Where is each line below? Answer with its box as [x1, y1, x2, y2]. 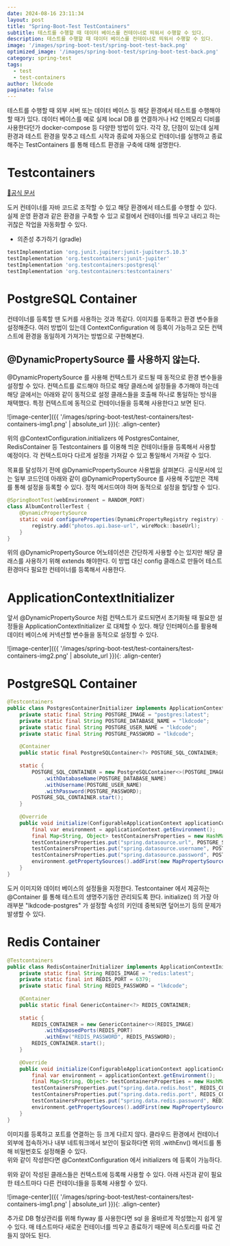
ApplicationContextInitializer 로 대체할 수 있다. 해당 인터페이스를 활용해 [25, 622, 218, 630]
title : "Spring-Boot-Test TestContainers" [7, 23, 130, 30]
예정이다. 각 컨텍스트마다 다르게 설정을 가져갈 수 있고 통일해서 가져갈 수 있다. [7, 451, 212, 460]
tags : [7, 61, 23, 68]
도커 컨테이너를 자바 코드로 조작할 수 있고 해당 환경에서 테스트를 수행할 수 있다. [7, 203, 217, 211]
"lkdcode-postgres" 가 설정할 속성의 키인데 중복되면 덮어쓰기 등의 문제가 [25, 901, 222, 910]
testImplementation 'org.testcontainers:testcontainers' [7, 268, 173, 275]
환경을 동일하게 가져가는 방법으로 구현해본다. [25, 332, 144, 340]
